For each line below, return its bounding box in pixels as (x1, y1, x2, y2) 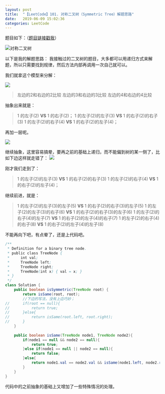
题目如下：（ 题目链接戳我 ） (5, 35, 59, 41)
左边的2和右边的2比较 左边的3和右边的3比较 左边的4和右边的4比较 (17, 92, 152, 98)
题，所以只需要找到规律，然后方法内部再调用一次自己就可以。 (5, 62, 130, 68)
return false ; (31, 351, 60, 356)
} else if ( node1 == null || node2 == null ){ (23, 346, 113, 351)
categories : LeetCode (5, 21, 50, 26)
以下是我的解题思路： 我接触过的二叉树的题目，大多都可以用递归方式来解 (5, 56, 153, 62)
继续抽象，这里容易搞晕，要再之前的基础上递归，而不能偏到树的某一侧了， (5, 149, 156, 155)
